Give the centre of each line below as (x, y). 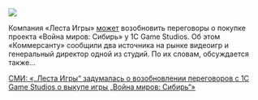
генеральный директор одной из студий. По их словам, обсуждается (129, 54)
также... (22, 63)
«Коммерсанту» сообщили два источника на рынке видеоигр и (119, 45)
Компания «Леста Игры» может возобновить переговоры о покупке (127, 28)
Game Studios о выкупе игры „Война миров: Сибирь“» (102, 87)
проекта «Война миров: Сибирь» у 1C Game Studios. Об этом (114, 37)
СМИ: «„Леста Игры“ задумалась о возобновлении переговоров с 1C (129, 78)
